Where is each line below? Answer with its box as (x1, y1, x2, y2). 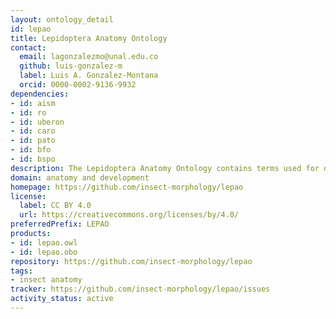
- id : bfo (10, 145, 52, 155)
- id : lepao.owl (10, 237, 78, 248)
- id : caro (10, 126, 56, 136)
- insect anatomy (10, 275, 83, 285)
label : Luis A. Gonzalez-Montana (19, 71, 159, 81)
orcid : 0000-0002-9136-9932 (19, 80, 137, 90)
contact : (10, 42, 47, 53)
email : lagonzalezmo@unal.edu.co (19, 52, 159, 62)
